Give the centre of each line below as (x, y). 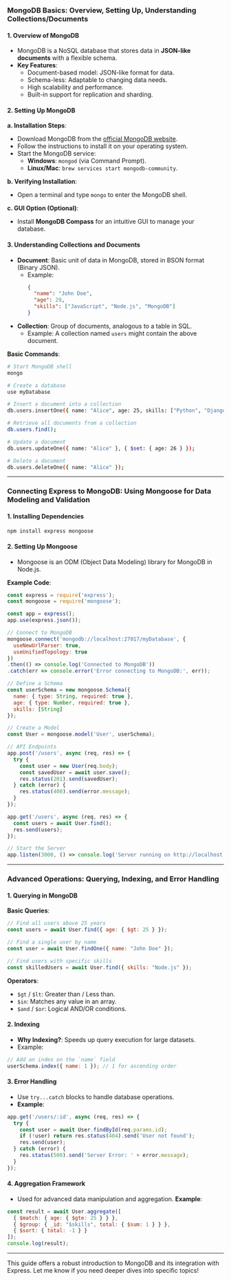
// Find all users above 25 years (57, 924)
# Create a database (37, 385)
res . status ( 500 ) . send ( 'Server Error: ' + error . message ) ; (104, 1156)
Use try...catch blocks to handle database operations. (96, 1096)
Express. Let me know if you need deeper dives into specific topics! (103, 1271)
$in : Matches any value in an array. (67, 1001)
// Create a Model (33, 728)
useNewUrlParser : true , (47, 645)
